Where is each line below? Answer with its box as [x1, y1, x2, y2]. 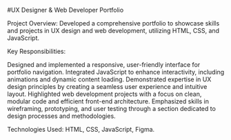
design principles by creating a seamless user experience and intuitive [7, 83, 208, 90]
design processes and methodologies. [7, 112, 116, 120]
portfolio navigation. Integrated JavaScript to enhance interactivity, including [7, 68, 225, 76]
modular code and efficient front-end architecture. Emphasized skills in [7, 97, 209, 106]
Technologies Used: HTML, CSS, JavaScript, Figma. [7, 126, 155, 133]
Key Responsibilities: [7, 48, 66, 55]
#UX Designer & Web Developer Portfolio [7, 6, 124, 14]
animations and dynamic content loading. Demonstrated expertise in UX [7, 75, 212, 83]
